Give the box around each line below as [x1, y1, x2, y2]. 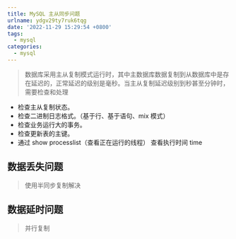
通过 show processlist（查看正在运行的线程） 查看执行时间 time [17, 138, 203, 146]
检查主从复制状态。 [17, 103, 74, 111]
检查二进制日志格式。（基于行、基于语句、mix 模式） [17, 111, 170, 120]
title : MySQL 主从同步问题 [7, 10, 81, 18]
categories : [7, 43, 42, 50]
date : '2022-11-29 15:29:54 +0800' [7, 23, 112, 30]
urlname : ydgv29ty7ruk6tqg [7, 17, 87, 24]
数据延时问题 [7, 204, 64, 216]
